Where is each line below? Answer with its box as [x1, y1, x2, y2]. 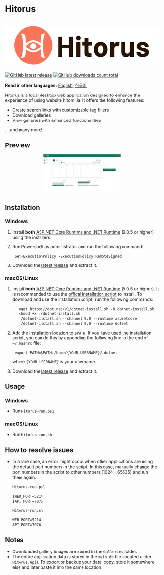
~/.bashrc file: [12, 340, 41, 346]
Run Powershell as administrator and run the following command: [12, 244, 143, 250]
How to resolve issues [5, 446, 74, 454]
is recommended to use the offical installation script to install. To [12, 291, 143, 297]
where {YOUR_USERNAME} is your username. [12, 359, 97, 364]
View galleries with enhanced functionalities [12, 118, 101, 123]
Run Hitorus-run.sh [12, 431, 52, 437]
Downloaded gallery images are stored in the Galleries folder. [12, 549, 138, 554]
